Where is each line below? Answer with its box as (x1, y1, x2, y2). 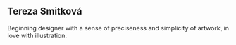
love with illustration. (7, 31, 68, 39)
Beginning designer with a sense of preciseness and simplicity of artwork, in (7, 24, 230, 32)
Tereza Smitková (7, 6, 82, 17)
